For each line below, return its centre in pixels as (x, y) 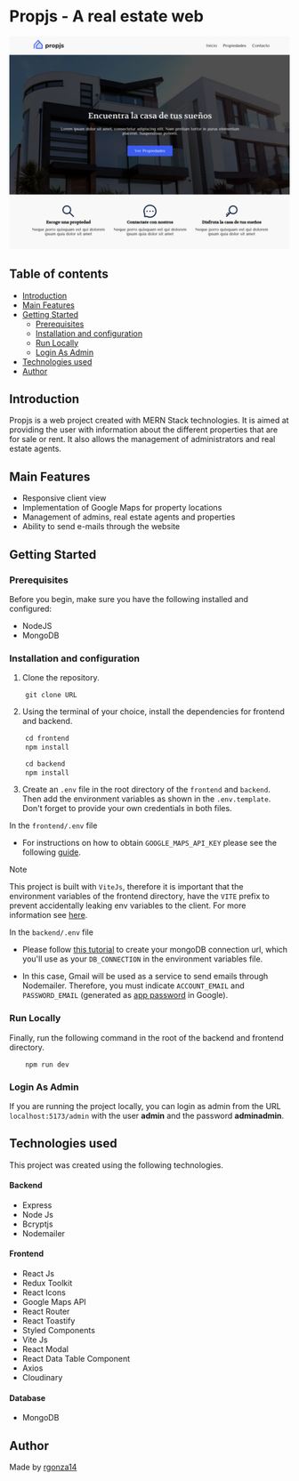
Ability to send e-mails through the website (101, 527)
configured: (30, 608)
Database (28, 1397)
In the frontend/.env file (53, 825)
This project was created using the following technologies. (117, 1165)
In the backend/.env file (51, 932)
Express (37, 1205)
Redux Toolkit (47, 1284)
